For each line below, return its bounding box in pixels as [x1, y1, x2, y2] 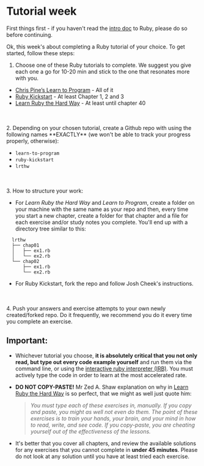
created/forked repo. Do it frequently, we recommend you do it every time [6, 311, 192, 318]
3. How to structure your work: [6, 187, 84, 194]
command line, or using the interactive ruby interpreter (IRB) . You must [15, 365, 194, 372]
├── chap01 [12, 242, 40, 248]
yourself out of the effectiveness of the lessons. [30, 427, 151, 435]
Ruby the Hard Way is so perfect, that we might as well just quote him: [15, 389, 192, 397]
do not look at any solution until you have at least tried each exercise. [15, 453, 190, 460]
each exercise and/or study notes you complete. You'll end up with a [15, 218, 188, 226]
